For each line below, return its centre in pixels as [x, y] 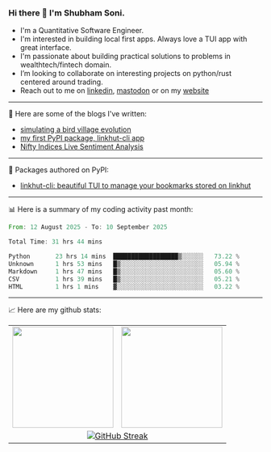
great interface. [46, 48]
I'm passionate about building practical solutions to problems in [125, 57]
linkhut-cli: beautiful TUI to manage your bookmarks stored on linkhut [135, 186]
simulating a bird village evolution [75, 129]
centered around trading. [61, 82]
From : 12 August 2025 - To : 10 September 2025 [88, 227]
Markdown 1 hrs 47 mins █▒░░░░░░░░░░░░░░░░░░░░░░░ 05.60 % [124, 271]
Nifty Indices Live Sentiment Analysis [81, 147]
